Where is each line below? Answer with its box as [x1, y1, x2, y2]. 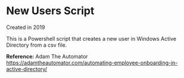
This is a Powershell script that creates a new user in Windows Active [6, 35, 177, 42]
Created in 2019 [6, 24, 45, 31]
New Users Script [6, 4, 95, 18]
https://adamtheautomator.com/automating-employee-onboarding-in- [6, 59, 178, 66]
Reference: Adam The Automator [6, 53, 88, 60]
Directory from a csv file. [6, 41, 67, 48]
